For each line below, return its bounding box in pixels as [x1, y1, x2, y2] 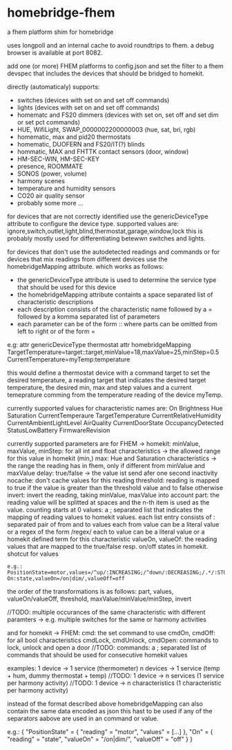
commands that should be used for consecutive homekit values [7, 650, 188, 659]
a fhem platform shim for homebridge [7, 28, 114, 36]
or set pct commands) [17, 118, 81, 126]
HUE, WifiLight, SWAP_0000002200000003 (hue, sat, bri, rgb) [17, 125, 196, 133]
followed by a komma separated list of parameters [17, 312, 160, 321]
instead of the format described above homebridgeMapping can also [7, 700, 204, 708]
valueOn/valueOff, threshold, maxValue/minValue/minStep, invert [7, 594, 192, 603]
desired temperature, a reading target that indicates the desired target [7, 375, 206, 384]
